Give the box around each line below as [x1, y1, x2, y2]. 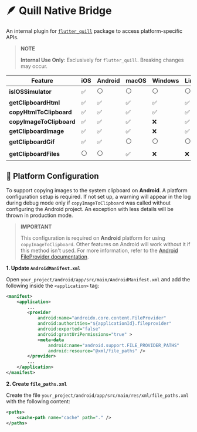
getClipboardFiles [9, 150, 60, 158]
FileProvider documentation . [20, 253, 89, 260]
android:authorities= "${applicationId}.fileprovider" [37, 321, 172, 326]
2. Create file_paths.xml [6, 380, 67, 387]
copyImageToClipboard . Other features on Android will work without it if [20, 240, 191, 247]
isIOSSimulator [9, 88, 52, 96]
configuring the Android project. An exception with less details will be [6, 205, 174, 212]
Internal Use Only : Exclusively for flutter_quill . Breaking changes [20, 56, 184, 63]
